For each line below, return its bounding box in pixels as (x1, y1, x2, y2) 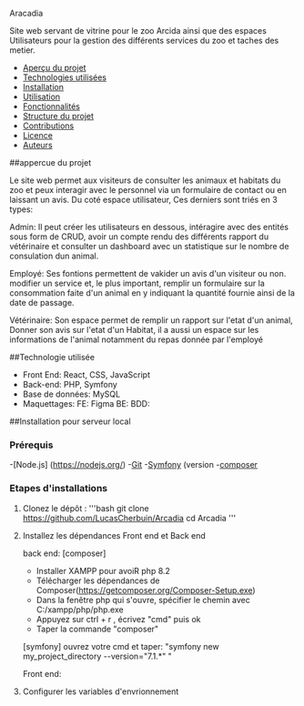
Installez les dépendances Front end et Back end (22, 529, 207, 540)
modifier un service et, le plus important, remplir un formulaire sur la (9, 277, 266, 288)
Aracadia (9, 8, 44, 18)
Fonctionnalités (22, 101, 80, 112)
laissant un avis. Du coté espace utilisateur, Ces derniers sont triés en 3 (9, 195, 278, 205)
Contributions (22, 120, 75, 131)
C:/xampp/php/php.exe (35, 604, 125, 615)
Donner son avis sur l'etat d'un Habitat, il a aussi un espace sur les (9, 325, 259, 335)
